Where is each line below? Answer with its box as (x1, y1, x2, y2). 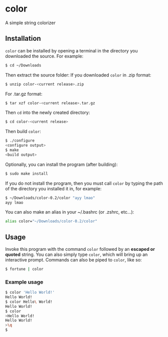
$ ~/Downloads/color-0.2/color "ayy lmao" (5, 195, 95, 200)
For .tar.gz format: (5, 91, 43, 97)
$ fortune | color (5, 266, 44, 272)
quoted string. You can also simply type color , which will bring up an (5, 251, 148, 257)
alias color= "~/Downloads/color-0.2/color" (5, 219, 98, 224)
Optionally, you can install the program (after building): (5, 161, 118, 167)
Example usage (5, 278, 44, 285)
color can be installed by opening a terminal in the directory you (5, 47, 138, 53)
